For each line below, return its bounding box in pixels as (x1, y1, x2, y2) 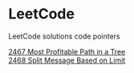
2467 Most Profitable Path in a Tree (8, 47, 126, 56)
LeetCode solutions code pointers (8, 31, 120, 41)
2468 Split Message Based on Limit (8, 55, 126, 65)
